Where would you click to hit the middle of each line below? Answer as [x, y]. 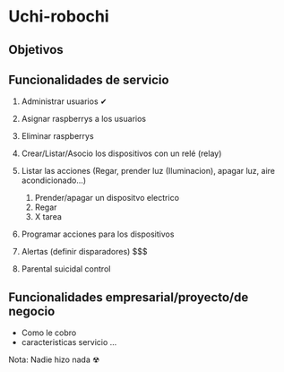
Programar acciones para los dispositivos [98, 234]
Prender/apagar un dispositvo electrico [107, 198]
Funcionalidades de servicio [89, 79]
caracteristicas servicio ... [69, 342]
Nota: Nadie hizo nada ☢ [54, 359]
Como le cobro [49, 333]
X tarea [48, 217]
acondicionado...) [54, 180]
